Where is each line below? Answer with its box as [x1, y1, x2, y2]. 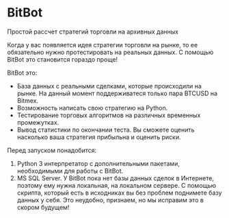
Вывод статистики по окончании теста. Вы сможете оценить [16, 125, 195, 134]
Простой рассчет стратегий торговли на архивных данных [7, 27, 179, 36]
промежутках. [16, 118, 59, 126]
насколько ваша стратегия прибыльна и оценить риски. [16, 132, 181, 141]
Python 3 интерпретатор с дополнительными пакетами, [16, 159, 180, 167]
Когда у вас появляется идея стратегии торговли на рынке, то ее [7, 40, 198, 49]
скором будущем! [16, 203, 70, 211]
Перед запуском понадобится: [7, 146, 97, 154]
